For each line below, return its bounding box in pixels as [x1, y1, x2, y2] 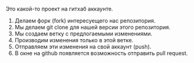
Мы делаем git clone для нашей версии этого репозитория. [14, 24, 171, 31]
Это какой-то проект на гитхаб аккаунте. [6, 6, 114, 12]
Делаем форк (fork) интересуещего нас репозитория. [14, 17, 156, 24]
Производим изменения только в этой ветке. [14, 37, 134, 43]
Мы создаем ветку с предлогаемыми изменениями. [14, 30, 153, 37]
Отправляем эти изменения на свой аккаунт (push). [14, 43, 152, 50]
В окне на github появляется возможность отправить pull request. [14, 50, 188, 57]
